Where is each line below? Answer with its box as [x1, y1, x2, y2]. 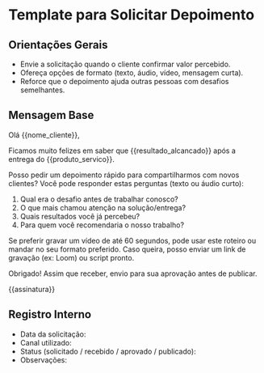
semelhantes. [19, 85, 65, 95]
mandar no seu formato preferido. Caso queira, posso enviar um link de [8, 244, 246, 254]
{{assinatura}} [8, 284, 56, 294]
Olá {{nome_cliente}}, [8, 129, 80, 139]
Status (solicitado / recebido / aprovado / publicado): [19, 346, 196, 356]
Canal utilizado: [19, 337, 72, 347]
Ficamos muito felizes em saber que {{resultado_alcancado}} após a [8, 146, 237, 155]
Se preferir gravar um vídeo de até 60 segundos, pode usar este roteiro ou [8, 235, 257, 245]
